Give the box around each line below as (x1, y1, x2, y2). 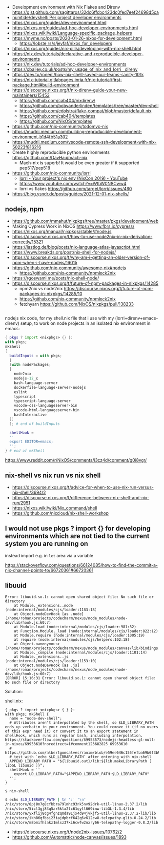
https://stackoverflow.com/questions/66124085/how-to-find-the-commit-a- (5, 562, 158, 568)
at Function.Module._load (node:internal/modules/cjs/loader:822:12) (14, 629, 159, 634)
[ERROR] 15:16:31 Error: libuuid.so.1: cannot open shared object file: (5, 676, 156, 680)
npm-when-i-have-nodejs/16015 (12, 259, 78, 265)
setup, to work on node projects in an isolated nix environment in (20, 320, 151, 326)
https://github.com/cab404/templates (19, 113, 96, 119)
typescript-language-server (14, 399, 71, 403)
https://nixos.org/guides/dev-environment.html (12, 20, 106, 25)
